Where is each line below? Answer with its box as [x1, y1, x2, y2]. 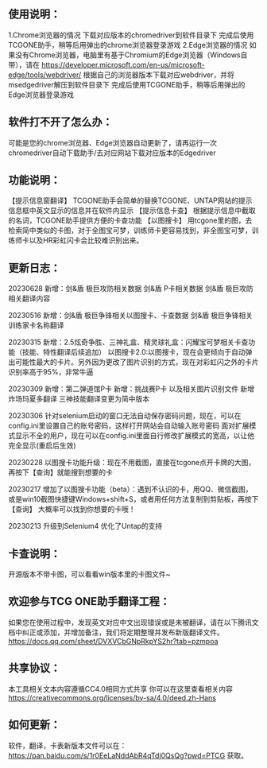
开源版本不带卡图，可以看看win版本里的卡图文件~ [8, 569, 171, 579]
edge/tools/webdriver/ [8, 70, 82, 80]
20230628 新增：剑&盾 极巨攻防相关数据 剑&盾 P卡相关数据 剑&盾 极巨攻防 [8, 284, 253, 293]
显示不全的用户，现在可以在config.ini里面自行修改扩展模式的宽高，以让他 [14, 431, 254, 440]
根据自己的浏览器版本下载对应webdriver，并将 [83, 70, 234, 80]
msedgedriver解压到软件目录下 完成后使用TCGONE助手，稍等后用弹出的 [8, 80, 246, 89]
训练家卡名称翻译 [8, 320, 64, 330]
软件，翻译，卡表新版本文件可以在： [8, 740, 127, 750]
